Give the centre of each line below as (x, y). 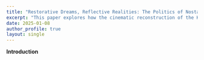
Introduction (22, 52)
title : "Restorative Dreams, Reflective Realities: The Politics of (95, 12)
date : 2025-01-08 (28, 23)
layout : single (25, 35)
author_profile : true (34, 29)
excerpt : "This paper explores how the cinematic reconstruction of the (100, 18)
